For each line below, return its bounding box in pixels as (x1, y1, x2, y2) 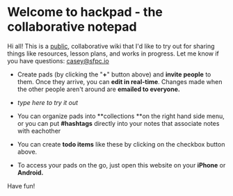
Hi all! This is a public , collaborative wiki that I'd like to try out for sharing (7, 42, 215, 50)
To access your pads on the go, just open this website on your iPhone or (17, 161, 226, 169)
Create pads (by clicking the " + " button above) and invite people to (17, 70, 211, 79)
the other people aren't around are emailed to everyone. (17, 85, 181, 93)
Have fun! (7, 181, 35, 190)
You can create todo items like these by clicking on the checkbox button (17, 140, 225, 148)
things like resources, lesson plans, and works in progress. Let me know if (7, 49, 219, 58)
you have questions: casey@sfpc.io (7, 56, 109, 65)
